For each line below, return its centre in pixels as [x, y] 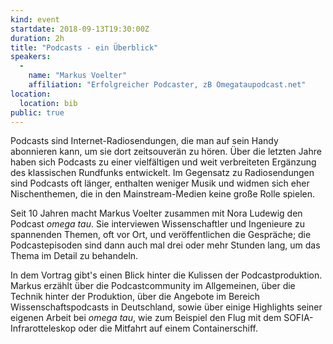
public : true [37, 112]
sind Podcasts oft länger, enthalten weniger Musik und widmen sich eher [160, 183]
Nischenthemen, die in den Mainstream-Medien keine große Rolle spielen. [163, 194]
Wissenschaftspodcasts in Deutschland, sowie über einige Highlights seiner [166, 307]
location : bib [48, 103]
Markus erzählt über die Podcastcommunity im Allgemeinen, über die [153, 286]
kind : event [35, 19]
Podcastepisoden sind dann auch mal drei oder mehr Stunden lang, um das [165, 245]
